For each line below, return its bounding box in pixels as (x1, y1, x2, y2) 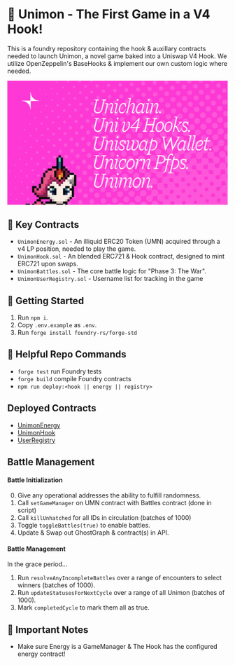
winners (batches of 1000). (17, 581, 96, 589)
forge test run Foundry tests (17, 367, 102, 376)
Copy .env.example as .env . (17, 321, 97, 329)
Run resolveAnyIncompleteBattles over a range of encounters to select (17, 574, 222, 582)
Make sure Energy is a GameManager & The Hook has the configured (17, 643, 218, 651)
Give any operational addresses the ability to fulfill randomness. (17, 491, 201, 500)
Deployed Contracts (7, 402, 97, 414)
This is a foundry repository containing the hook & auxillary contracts (7, 44, 206, 53)
